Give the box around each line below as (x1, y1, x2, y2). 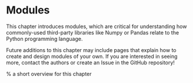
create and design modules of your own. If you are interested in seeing (6, 53, 178, 60)
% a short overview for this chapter (6, 70, 92, 77)
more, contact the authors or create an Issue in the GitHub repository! (6, 59, 175, 66)
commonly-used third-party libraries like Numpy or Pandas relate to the (6, 29, 179, 36)
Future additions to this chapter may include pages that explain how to (6, 46, 177, 53)
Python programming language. (6, 35, 83, 42)
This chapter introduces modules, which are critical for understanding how (6, 23, 187, 30)
